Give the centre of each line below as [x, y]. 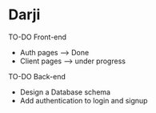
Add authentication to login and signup [84, 100]
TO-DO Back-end [37, 76]
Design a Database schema [65, 92]
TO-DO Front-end [37, 37]
